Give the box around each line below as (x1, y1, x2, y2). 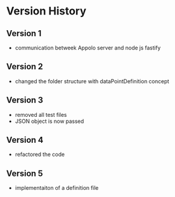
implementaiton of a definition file (14, 184, 99, 192)
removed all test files (14, 111, 68, 118)
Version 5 (6, 168, 43, 178)
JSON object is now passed (14, 117, 84, 125)
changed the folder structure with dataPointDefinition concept (14, 77, 170, 85)
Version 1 (6, 28, 42, 39)
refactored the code (14, 151, 65, 158)
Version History (6, 4, 86, 18)
